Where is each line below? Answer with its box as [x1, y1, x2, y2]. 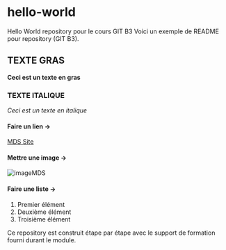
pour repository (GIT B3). [7, 34, 79, 42]
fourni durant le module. [7, 235, 76, 244]
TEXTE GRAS [7, 55, 65, 67]
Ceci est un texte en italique [7, 106, 88, 115]
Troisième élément [17, 215, 71, 223]
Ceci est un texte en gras [7, 73, 81, 81]
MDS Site [7, 137, 34, 146]
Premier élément [17, 200, 65, 208]
